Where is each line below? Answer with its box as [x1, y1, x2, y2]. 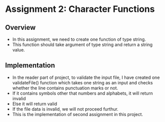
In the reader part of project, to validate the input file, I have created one [12, 74, 160, 80]
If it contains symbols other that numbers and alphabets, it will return [12, 90, 153, 96]
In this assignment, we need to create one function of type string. [12, 36, 146, 42]
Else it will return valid [12, 101, 57, 107]
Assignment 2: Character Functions [5, 3, 155, 15]
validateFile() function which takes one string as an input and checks [12, 79, 153, 85]
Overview [5, 23, 36, 32]
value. [12, 47, 25, 53]
